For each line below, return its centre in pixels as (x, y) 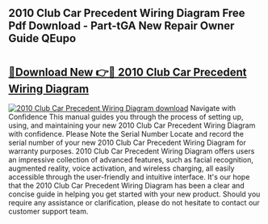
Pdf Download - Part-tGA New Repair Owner (121, 26)
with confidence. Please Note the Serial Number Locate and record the (126, 134)
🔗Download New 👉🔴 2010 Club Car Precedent (128, 72)
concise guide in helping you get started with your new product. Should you (134, 194)
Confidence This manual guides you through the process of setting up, (126, 117)
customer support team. (48, 211)
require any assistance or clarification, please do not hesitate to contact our (134, 203)
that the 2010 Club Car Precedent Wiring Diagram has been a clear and (126, 186)
